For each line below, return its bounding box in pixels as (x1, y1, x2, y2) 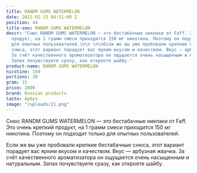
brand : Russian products (6, 90, 67, 96)
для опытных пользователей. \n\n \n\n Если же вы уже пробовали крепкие (11, 42, 188, 48)
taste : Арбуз (6, 96, 38, 101)
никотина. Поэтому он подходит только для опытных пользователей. (6, 130, 180, 137)
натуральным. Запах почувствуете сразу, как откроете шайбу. (6, 160, 164, 167)
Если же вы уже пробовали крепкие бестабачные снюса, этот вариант (6, 141, 185, 148)
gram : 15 (6, 80, 28, 86)
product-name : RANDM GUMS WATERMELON (6, 63, 98, 69)
